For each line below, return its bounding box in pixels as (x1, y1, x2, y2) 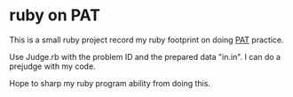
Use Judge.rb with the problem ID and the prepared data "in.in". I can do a (9, 51, 281, 62)
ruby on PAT (9, 5, 100, 26)
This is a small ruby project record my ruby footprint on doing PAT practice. (9, 34, 284, 45)
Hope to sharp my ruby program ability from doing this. (9, 78, 211, 88)
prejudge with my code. (9, 61, 96, 71)
